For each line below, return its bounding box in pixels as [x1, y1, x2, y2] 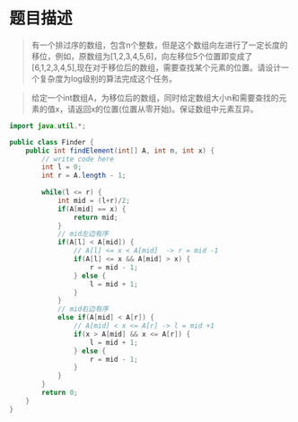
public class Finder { [9, 137, 94, 146]
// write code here [41, 154, 115, 163]
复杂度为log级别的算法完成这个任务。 [39, 73, 178, 84]
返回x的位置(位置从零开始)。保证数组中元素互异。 [74, 103, 259, 114]
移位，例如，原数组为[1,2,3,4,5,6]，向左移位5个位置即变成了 [31, 50, 253, 61]
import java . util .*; [9, 121, 87, 130]
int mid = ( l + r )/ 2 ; [57, 196, 130, 205]
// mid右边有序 [57, 304, 110, 314]
